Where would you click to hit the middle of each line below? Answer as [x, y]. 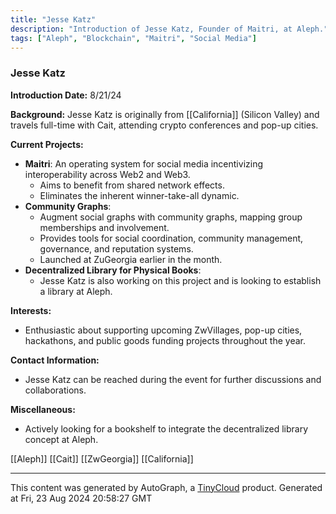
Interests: [31, 310]
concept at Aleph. [61, 439]
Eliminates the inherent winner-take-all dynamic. [139, 195]
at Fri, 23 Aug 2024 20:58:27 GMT [81, 498]
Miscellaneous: [43, 409]
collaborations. [55, 390]
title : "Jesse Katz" [53, 19]
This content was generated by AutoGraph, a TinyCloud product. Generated [166, 487]
